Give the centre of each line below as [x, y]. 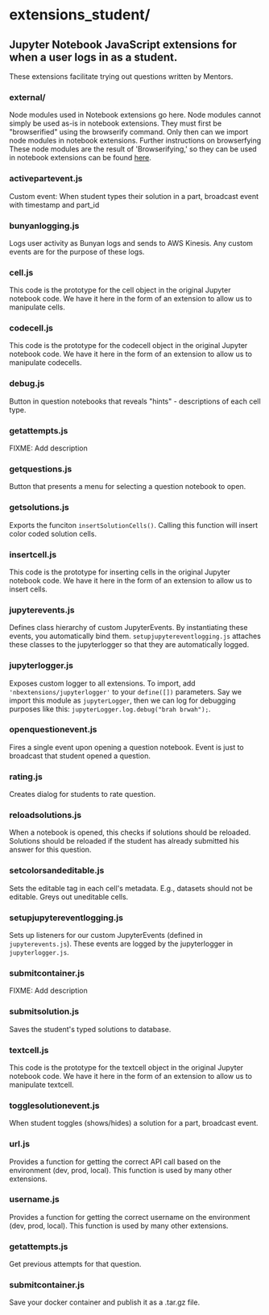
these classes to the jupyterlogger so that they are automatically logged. [129, 645]
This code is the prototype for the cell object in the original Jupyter [120, 290]
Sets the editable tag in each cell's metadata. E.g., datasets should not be [131, 888]
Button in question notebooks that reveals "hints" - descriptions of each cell [135, 401]
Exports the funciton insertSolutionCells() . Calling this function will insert [134, 525]
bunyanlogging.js [44, 226]
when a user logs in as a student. [93, 57]
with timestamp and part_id [54, 205]
